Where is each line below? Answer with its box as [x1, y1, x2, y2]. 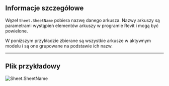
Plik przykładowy [5, 62, 61, 70]
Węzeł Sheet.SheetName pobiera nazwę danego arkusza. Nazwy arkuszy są [5, 17, 160, 23]
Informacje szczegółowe [5, 4, 84, 12]
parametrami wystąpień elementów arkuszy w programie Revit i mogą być [5, 22, 159, 28]
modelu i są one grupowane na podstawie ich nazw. [5, 42, 113, 49]
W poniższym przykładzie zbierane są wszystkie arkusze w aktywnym [5, 37, 151, 43]
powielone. [5, 27, 28, 34]
